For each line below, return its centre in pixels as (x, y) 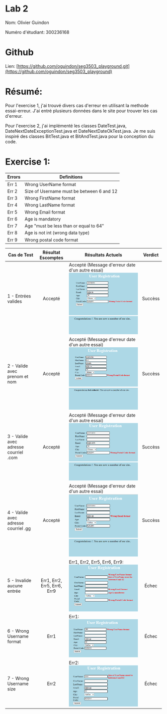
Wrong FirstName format (50, 198)
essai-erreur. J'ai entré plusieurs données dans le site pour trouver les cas (81, 111)
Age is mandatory (43, 219)
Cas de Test (21, 255)
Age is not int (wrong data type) (57, 233)
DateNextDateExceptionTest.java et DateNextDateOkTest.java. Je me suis (80, 131)
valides (15, 301)
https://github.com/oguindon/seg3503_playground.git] (74, 66)
